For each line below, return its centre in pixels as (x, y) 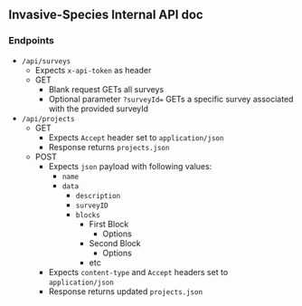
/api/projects (48, 119)
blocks (88, 215)
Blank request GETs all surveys (106, 89)
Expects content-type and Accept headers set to (138, 272)
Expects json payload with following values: (130, 166)
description (98, 196)
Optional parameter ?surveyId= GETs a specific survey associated (171, 99)
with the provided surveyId (99, 109)
